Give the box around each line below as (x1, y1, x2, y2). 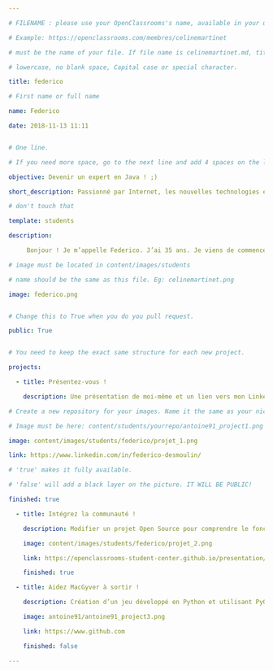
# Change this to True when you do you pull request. (8, 312, 195, 320)
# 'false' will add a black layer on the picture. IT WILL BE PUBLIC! (8, 481, 253, 489)
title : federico (8, 78, 63, 86)
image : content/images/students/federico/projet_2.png (23, 539, 213, 547)
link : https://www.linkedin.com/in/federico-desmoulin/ (8, 451, 201, 459)
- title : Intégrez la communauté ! (15, 510, 136, 518)
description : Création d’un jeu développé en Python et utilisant (23, 598, 253, 607)
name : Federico (8, 107, 60, 115)
